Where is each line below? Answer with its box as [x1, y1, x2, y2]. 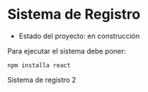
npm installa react [7, 61, 71, 69]
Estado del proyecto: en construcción [18, 31, 140, 41]
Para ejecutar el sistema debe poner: [7, 46, 127, 55]
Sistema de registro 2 [7, 75, 77, 84]
